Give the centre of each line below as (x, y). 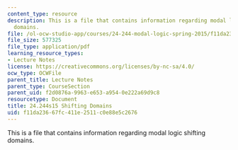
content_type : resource (42, 14)
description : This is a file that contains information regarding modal (117, 21)
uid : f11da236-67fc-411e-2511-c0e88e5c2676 (73, 112)
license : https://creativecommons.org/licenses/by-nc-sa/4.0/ (101, 67)
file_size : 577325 (34, 40)
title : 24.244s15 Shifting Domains (60, 106)
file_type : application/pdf (49, 47)
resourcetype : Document (42, 100)
